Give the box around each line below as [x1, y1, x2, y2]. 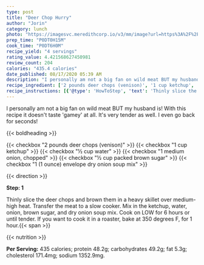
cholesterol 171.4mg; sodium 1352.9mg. [6, 252, 105, 259]
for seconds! [6, 117, 38, 125]
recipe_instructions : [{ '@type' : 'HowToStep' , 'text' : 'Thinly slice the [6, 88, 197, 94]
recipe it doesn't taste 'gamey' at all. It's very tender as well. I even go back [6, 111, 195, 119]
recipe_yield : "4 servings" [6, 49, 78, 55]
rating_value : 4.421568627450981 [6, 54, 91, 60]
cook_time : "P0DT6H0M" [6, 43, 64, 49]
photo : [6, 32, 23, 38]
